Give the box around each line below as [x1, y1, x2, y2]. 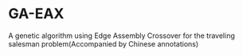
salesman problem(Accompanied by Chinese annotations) [8, 39, 199, 48]
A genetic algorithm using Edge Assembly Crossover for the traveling [8, 31, 235, 40]
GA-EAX [8, 5, 65, 23]
